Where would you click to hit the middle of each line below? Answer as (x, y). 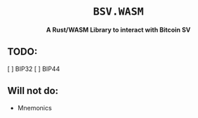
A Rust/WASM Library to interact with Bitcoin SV (118, 29)
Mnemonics (35, 107)
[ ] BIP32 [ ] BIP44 (34, 69)
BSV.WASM (118, 12)
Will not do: (33, 91)
